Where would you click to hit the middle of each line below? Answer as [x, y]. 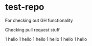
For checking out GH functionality [39, 20]
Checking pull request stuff [33, 30]
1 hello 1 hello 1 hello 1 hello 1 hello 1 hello [46, 39]
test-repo [25, 7]
